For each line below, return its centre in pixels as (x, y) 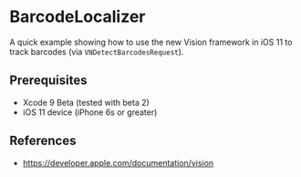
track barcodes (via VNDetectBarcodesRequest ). (97, 51)
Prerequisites (48, 81)
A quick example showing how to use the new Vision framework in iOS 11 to (151, 42)
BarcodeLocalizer (78, 17)
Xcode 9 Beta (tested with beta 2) (86, 102)
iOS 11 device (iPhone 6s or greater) (90, 112)
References (43, 141)
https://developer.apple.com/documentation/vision (118, 162)
